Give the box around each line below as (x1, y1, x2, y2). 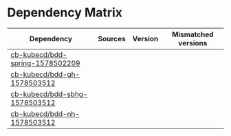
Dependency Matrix (7, 5, 122, 21)
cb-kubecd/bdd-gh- (10, 69, 80, 79)
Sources (98, 34, 126, 43)
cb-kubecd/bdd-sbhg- (10, 89, 88, 99)
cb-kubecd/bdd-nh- (10, 109, 80, 118)
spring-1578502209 (10, 58, 80, 68)
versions (178, 38, 208, 47)
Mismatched (171, 30, 214, 39)
